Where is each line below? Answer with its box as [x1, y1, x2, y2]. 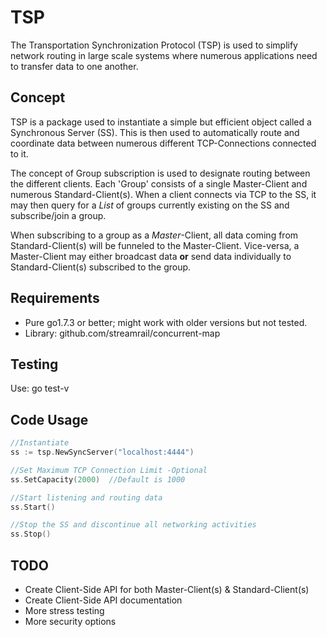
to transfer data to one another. [10, 60, 139, 72]
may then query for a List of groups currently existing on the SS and [10, 199, 290, 211]
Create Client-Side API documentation [24, 594, 183, 606]
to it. [10, 147, 29, 160]
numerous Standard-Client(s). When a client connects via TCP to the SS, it [10, 188, 317, 200]
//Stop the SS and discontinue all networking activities [10, 520, 257, 530]
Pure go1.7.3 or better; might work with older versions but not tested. [24, 316, 308, 328]
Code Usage [10, 411, 89, 428]
